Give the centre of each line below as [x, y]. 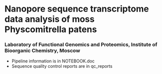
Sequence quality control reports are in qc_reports [62, 66]
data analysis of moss [50, 19]
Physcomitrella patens [51, 30]
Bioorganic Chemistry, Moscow [42, 51]
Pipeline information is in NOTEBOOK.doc [53, 61]
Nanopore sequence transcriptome [77, 9]
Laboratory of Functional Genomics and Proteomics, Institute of [81, 44]
